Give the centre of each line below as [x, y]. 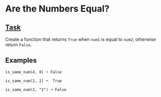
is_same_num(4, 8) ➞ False [34, 72]
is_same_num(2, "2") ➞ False [36, 89]
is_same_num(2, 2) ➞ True [34, 81]
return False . [18, 45]
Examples [21, 61]
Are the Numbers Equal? [57, 9]
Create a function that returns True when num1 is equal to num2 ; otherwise [81, 39]
